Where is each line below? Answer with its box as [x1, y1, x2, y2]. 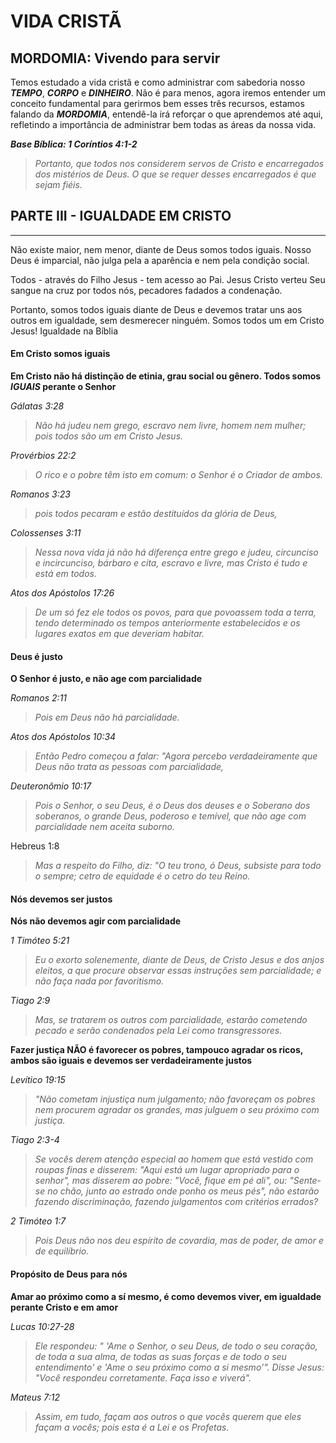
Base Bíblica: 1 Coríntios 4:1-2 [10, 138, 138, 150]
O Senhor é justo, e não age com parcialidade [10, 673, 203, 685]
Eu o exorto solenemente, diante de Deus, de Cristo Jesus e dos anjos [34, 954, 325, 966]
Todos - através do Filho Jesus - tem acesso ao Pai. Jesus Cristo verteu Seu [10, 273, 326, 285]
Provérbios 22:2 [10, 450, 77, 462]
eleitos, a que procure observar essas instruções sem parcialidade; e [34, 965, 322, 977]
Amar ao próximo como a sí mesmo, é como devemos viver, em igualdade [10, 1290, 322, 1302]
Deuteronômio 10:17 [10, 780, 92, 792]
